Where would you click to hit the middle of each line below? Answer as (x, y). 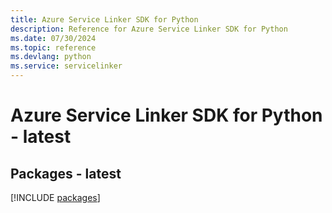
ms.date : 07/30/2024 (53, 38)
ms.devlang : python (51, 57)
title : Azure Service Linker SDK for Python (104, 19)
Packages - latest (66, 173)
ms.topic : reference (53, 47)
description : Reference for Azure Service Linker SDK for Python (149, 29)
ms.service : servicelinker (66, 66)
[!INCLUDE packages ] (55, 197)
